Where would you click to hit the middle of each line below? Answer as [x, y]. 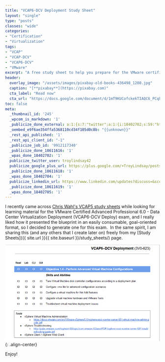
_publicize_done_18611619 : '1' [41, 187]
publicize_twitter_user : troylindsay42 [50, 161]
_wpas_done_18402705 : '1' [36, 192]
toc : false [16, 104]
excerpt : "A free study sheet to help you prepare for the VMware [74, 73]
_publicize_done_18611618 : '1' [41, 171]
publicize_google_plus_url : [38, 166]
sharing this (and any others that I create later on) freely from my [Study [78, 233]
